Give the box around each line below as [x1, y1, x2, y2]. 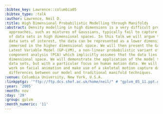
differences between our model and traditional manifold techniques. [9, 70, 153, 75]
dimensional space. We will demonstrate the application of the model [9, 57, 155, 62]
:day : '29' [4, 93, 27, 98]
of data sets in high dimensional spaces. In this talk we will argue [9, 34, 155, 39]
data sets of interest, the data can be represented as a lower [9, 39, 142, 44]
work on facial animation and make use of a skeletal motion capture [9, 66, 153, 71]
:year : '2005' [4, 83, 34, 89]
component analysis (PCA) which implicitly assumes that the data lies [9, 52, 158, 57]
